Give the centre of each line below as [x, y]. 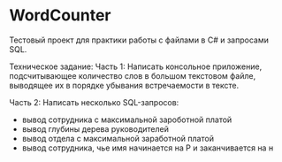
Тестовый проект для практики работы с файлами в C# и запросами [139, 40]
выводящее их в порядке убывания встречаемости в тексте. [124, 85]
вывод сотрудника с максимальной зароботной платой [127, 120]
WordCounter [61, 15]
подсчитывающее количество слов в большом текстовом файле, [133, 75]
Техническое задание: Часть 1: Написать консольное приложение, [136, 66]
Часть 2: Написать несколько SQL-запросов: [94, 102]
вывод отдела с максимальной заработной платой [118, 138]
